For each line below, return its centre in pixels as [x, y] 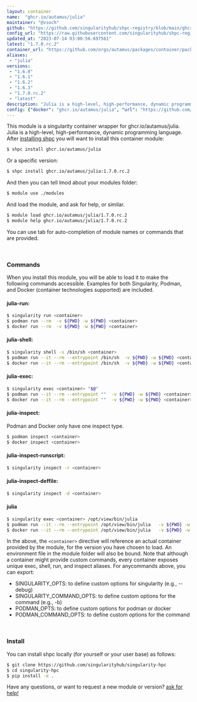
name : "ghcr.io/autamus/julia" [46, 17]
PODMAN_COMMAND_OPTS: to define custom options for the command [102, 615]
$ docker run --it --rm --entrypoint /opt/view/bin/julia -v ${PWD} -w [98, 530]
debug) [24, 590]
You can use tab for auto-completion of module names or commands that [95, 231]
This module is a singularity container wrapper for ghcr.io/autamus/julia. [93, 126]
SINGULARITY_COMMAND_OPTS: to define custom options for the [95, 596]
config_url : [21, 33]
